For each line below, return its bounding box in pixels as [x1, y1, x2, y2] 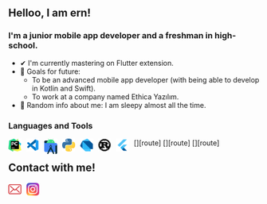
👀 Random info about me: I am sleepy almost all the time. [19, 100, 206, 110]
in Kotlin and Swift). [31, 83, 96, 93]
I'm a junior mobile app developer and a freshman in [8, 30, 214, 41]
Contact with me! [8, 161, 96, 175]
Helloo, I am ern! [8, 6, 92, 20]
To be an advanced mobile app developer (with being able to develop [31, 75, 260, 84]
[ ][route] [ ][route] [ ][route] [134, 138, 220, 148]
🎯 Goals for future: [19, 67, 81, 76]
